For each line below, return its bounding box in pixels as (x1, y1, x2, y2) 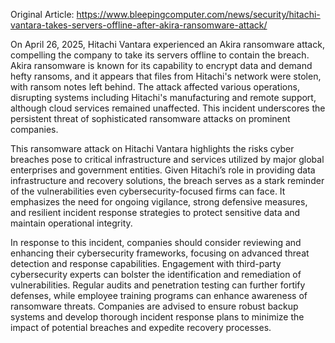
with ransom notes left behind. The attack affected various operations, (10, 81, 300, 93)
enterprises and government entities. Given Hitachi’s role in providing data (10, 164, 316, 176)
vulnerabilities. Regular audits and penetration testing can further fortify (10, 279, 306, 291)
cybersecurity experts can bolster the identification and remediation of (10, 269, 302, 280)
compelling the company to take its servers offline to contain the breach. (10, 49, 310, 61)
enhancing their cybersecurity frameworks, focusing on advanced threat (10, 247, 310, 259)
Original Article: (10, 9, 75, 20)
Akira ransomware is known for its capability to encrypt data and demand (10, 60, 313, 71)
